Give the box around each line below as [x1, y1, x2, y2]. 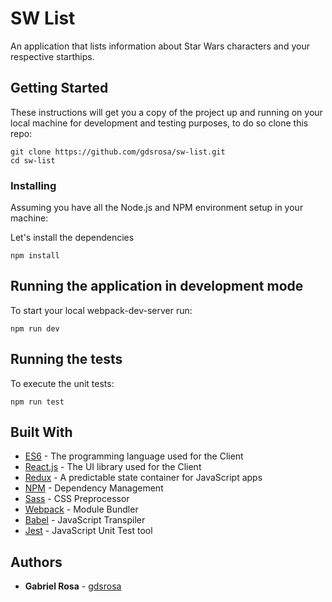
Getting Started [10, 80, 109, 97]
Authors [10, 553, 63, 571]
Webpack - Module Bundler [24, 503, 139, 516]
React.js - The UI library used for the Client [24, 461, 202, 473]
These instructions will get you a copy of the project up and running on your [10, 106, 323, 118]
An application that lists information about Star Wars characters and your [10, 40, 310, 52]
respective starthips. [10, 50, 95, 62]
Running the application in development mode [10, 278, 304, 295]
